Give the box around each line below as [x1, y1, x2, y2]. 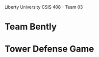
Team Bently [4, 21, 57, 32]
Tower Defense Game [4, 43, 94, 55]
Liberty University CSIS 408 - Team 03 [4, 4, 83, 10]
